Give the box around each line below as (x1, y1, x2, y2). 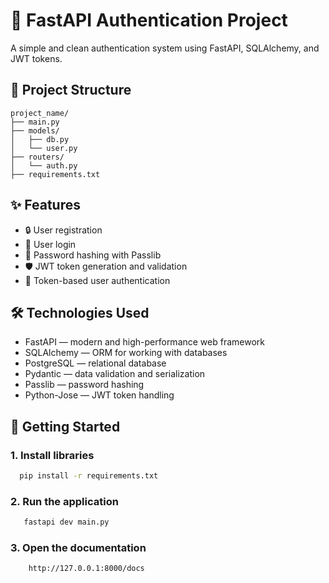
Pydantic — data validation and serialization (24, 368, 206, 380)
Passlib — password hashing (24, 379, 145, 391)
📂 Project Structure (10, 82, 132, 99)
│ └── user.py (10, 143, 78, 153)
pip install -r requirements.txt (19, 471, 159, 481)
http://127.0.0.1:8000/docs (28, 564, 145, 574)
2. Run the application (10, 494, 119, 508)
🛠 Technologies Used (10, 304, 150, 321)
